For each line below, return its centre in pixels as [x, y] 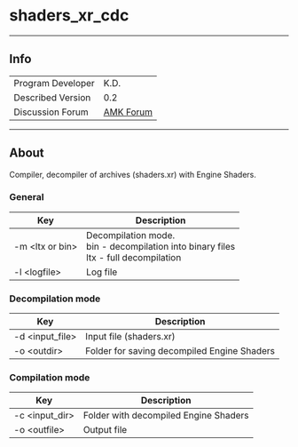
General [27, 197]
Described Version [52, 97]
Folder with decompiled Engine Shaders [166, 416]
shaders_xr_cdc [69, 16]
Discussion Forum [51, 112]
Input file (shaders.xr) [130, 337]
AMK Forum [128, 112]
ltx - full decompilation [133, 257]
